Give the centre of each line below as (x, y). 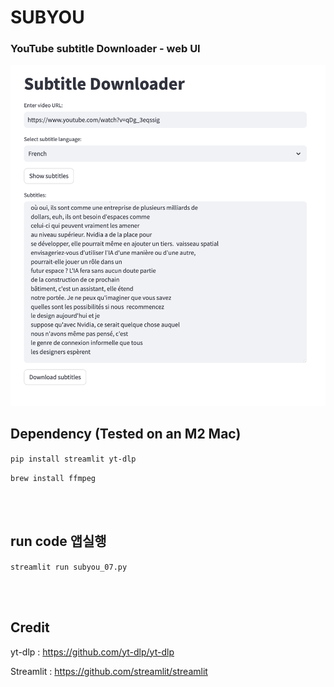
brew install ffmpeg (53, 478)
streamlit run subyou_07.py (69, 567)
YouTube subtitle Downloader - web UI (105, 49)
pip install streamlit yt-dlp (73, 459)
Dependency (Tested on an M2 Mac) (126, 434)
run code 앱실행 (58, 541)
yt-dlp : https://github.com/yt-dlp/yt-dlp (92, 652)
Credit (30, 627)
